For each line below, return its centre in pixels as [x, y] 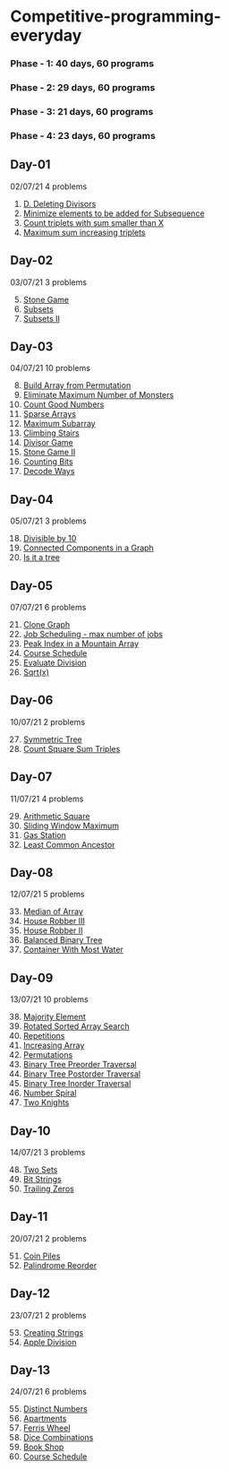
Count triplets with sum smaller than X [93, 222]
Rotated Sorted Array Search [76, 1026]
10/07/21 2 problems [48, 722]
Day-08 [32, 873]
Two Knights [46, 1102]
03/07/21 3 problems [49, 282]
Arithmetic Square [56, 816]
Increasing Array [54, 1045]
